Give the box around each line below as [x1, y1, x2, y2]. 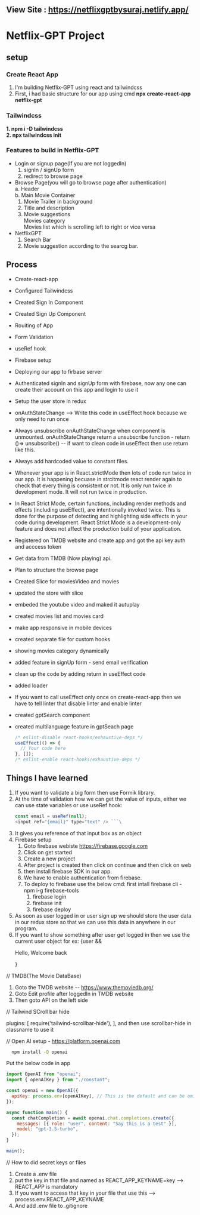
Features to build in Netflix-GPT [6, 146, 99, 155]
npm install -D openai [11, 1049, 68, 1055]
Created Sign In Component [14, 299, 83, 306]
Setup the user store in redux [14, 397, 86, 405]
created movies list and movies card [14, 612, 104, 620]
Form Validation [14, 333, 54, 340]
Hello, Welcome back [14, 949, 67, 956]
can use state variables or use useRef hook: [14, 801, 123, 808]
